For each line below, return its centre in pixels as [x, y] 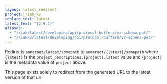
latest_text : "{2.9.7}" [30, 24]
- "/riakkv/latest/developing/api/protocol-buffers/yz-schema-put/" [82, 38]
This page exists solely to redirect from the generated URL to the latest [78, 72]
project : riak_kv [23, 14]
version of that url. [24, 77]
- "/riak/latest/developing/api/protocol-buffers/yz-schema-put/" [80, 33]
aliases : [14, 28]
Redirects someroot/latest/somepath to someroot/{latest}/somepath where [82, 51]
